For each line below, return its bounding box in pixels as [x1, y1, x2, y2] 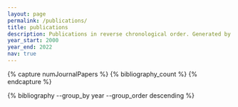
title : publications [7, 24, 69, 31]
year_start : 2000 [7, 37, 59, 44]
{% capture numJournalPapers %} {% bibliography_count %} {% [7, 69, 198, 78]
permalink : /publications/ [7, 17, 88, 24]
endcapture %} [7, 77, 52, 86]
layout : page [7, 10, 46, 18]
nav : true [7, 51, 37, 58]
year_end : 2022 [7, 44, 53, 51]
